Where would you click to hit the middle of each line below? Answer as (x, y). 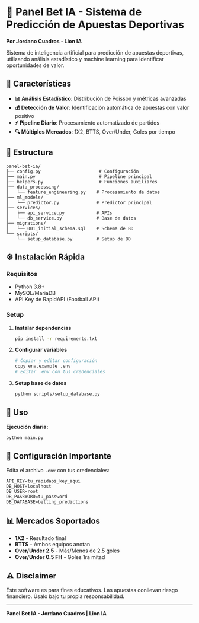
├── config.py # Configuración (73, 171)
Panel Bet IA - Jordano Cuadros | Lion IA (56, 614)
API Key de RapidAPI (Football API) (57, 300)
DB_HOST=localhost (29, 487)
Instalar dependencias (43, 328)
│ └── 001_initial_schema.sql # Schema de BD (70, 228)
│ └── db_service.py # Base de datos (71, 218)
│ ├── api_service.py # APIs (59, 213)
